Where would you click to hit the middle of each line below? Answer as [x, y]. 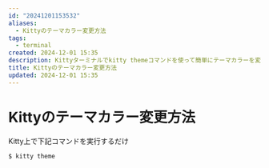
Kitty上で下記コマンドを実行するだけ [69, 141]
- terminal [34, 46]
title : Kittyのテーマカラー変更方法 [63, 68]
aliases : [23, 23]
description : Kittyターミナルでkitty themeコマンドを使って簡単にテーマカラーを [132, 61]
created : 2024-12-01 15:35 [53, 53]
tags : [17, 38]
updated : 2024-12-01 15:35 [53, 75]
